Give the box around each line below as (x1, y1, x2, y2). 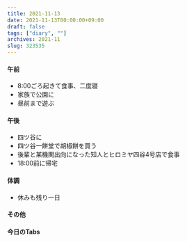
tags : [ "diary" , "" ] (7, 29, 67, 37)
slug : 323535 (7, 42, 45, 49)
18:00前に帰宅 (17, 159, 58, 168)
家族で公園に (17, 90, 54, 99)
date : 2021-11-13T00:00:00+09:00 (7, 17, 104, 24)
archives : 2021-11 (7, 36, 60, 43)
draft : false (7, 23, 45, 30)
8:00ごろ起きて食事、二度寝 (17, 81, 99, 90)
